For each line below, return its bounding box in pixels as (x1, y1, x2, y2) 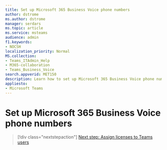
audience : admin (5, 35, 39, 40)
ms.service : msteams (5, 30, 48, 35)
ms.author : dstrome (5, 16, 46, 21)
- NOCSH (5, 44, 21, 49)
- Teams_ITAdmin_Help (5, 58, 50, 63)
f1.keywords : (5, 40, 32, 45)
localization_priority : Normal (5, 49, 70, 54)
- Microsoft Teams (5, 85, 43, 91)
